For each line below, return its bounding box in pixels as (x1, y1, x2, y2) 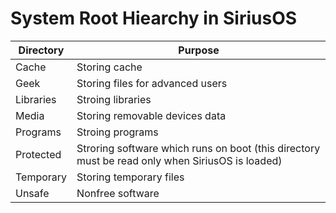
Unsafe (15, 186, 50, 200)
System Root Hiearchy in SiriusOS (10, 7, 298, 30)
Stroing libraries (76, 92, 152, 106)
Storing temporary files (76, 170, 185, 184)
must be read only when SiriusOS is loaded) (76, 153, 283, 167)
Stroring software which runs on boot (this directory (76, 141, 321, 155)
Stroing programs (76, 125, 159, 139)
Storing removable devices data (76, 108, 227, 122)
